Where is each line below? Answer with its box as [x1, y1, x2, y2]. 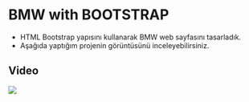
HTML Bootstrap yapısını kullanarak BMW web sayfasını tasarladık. [19, 32, 242, 42]
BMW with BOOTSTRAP [8, 6, 169, 24]
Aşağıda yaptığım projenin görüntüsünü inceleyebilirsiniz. [19, 40, 210, 50]
